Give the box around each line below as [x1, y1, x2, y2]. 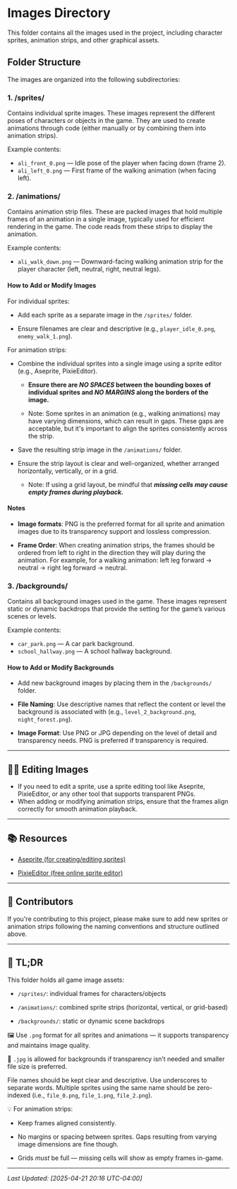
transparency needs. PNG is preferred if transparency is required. [17, 737, 209, 745]
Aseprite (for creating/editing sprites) [17, 855, 126, 863]
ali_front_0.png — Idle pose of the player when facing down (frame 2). [17, 159, 226, 168]
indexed [7, 1091, 31, 1099]
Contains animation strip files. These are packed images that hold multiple [7, 207, 223, 216]
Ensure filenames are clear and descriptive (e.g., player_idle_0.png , [17, 324, 217, 333]
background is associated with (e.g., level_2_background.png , [17, 708, 196, 716]
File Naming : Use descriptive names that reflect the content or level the [17, 700, 226, 708]
